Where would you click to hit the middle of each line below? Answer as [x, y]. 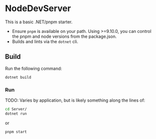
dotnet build [18, 77]
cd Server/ [16, 109]
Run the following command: [33, 68]
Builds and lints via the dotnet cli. [45, 41]
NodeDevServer [38, 8]
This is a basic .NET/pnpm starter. [39, 22]
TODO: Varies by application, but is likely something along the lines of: [75, 100]
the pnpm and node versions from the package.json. [64, 36]
